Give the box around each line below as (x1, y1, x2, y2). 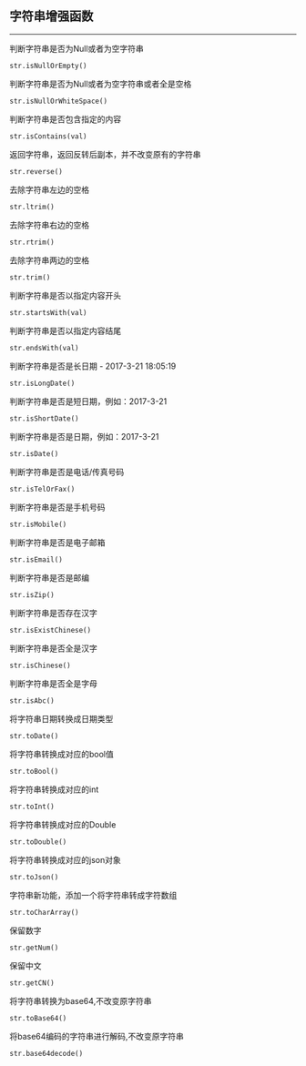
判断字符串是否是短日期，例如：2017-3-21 (9, 395, 168, 407)
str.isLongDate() (9, 379, 76, 388)
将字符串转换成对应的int (9, 784, 99, 795)
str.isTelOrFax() (9, 484, 76, 493)
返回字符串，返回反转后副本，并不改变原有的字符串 (9, 148, 201, 159)
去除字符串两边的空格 (9, 254, 89, 266)
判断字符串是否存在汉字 (9, 607, 97, 618)
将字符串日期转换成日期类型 (9, 713, 114, 724)
